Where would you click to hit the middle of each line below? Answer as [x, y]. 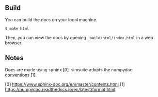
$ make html [17, 29]
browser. [14, 43]
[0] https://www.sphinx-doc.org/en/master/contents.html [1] [65, 84]
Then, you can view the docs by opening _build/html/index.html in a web [79, 37]
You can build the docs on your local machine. [51, 19]
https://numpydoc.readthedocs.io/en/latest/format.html [60, 89]
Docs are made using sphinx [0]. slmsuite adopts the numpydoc [69, 69]
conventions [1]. [21, 75]
